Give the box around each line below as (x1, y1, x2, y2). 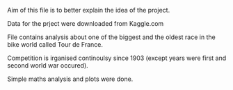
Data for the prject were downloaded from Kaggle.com (7, 20, 164, 27)
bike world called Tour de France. (7, 40, 103, 48)
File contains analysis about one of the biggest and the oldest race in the (7, 33, 216, 41)
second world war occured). (7, 61, 88, 69)
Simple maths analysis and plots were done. (7, 75, 134, 83)
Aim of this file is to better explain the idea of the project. (7, 6, 170, 14)
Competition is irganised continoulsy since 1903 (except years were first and (7, 54, 227, 62)
